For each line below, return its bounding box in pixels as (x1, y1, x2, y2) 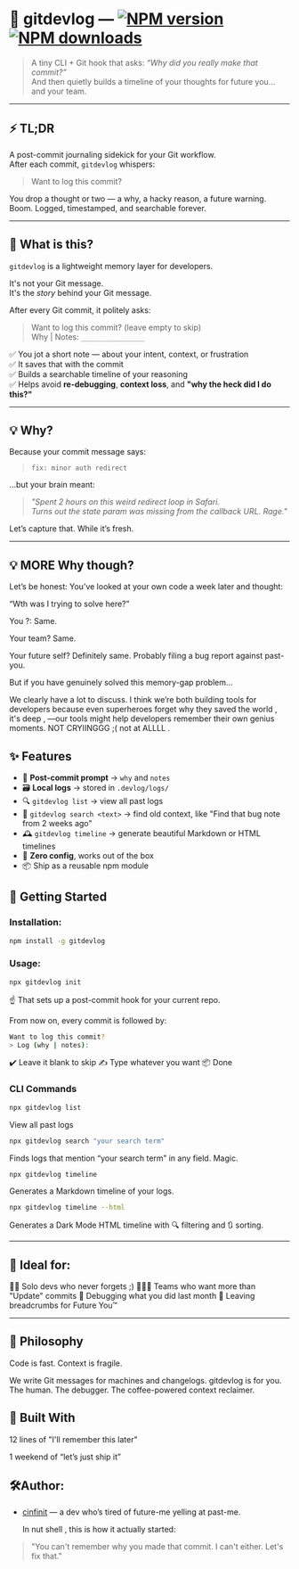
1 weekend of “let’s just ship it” (9, 1451, 122, 1462)
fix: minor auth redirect (30, 464, 127, 472)
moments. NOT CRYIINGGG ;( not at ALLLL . (9, 723, 171, 734)
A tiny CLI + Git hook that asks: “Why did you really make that (30, 57, 258, 68)
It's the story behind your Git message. (9, 287, 152, 298)
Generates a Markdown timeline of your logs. (9, 1186, 174, 1196)
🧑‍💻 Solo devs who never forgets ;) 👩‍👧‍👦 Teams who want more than (9, 1281, 256, 1292)
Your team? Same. (9, 633, 77, 644)
